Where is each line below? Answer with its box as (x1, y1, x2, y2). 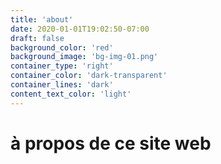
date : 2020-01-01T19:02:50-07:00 (10, 24, 150, 34)
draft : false (10, 33, 65, 43)
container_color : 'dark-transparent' (10, 71, 168, 81)
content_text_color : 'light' (10, 89, 132, 99)
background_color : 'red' (10, 42, 114, 53)
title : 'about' (10, 14, 74, 25)
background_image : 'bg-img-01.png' (10, 52, 159, 62)
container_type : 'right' (10, 61, 114, 71)
